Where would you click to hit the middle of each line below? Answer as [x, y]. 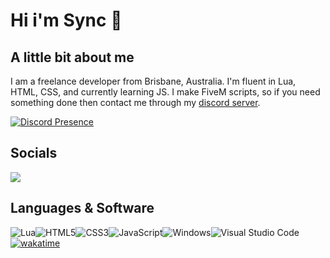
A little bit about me [72, 57]
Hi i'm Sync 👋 [66, 20]
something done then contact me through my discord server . [135, 102]
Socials [34, 153]
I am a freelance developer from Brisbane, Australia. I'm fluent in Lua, [153, 81]
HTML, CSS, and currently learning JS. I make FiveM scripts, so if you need [165, 92]
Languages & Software [82, 208]
